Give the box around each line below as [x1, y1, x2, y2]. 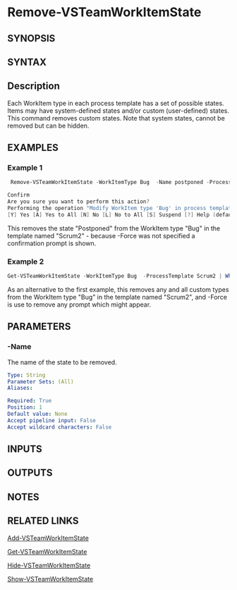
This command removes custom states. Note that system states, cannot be [7, 113, 226, 122]
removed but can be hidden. [7, 121, 90, 130]
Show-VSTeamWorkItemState [7, 574, 94, 583]
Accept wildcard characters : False [7, 424, 112, 431]
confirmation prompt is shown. [7, 239, 97, 247]
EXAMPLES [7, 142, 59, 154]
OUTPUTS [7, 467, 53, 479]
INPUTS [7, 443, 42, 455]
